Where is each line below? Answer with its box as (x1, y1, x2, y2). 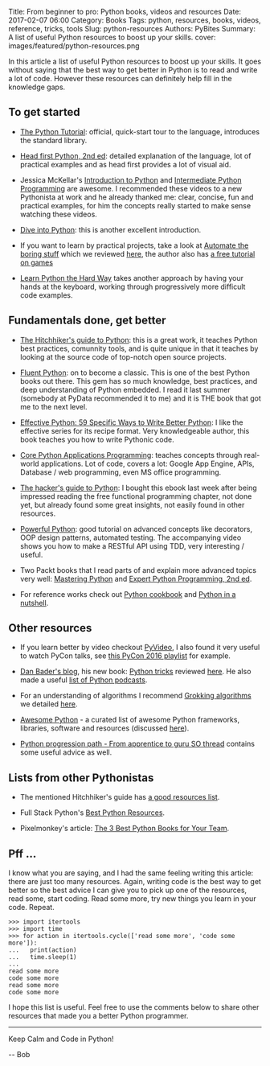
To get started (8, 105, 80, 119)
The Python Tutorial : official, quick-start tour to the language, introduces (19, 126, 260, 136)
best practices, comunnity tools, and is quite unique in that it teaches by (19, 344, 259, 353)
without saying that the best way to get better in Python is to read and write (8, 65, 258, 75)
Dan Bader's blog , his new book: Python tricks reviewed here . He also (19, 667, 252, 677)
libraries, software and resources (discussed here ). (19, 723, 190, 733)
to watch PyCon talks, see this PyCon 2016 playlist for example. (19, 651, 231, 661)
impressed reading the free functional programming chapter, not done (19, 491, 252, 501)
